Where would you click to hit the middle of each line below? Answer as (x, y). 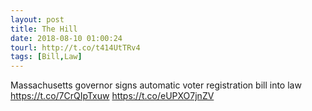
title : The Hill (44, 29)
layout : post (37, 19)
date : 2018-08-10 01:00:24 (66, 38)
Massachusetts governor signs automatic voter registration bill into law (156, 85)
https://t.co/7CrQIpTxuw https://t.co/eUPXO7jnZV (112, 96)
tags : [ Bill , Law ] (46, 57)
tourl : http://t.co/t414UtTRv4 (75, 47)
